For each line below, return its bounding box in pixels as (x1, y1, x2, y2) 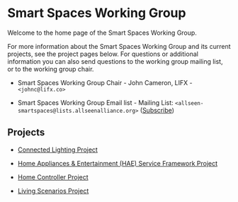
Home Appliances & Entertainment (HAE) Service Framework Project (17, 159, 218, 167)
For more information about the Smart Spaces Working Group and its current (7, 42, 231, 50)
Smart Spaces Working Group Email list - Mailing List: (17, 98, 174, 107)
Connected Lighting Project (17, 145, 98, 154)
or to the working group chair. (7, 64, 94, 73)
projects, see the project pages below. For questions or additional (7, 50, 198, 58)
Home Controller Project (17, 172, 89, 181)
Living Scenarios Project (17, 186, 89, 195)
